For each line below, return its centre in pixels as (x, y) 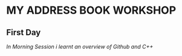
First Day (24, 32)
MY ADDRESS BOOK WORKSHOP (91, 10)
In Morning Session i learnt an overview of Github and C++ (80, 46)
